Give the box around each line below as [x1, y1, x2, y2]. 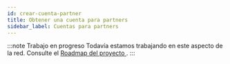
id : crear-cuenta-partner [7, 10, 82, 17]
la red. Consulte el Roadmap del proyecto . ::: [7, 49, 135, 57]
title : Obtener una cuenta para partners [7, 17, 128, 23]
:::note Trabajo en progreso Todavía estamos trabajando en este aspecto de [7, 42, 223, 50]
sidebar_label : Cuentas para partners [7, 23, 119, 30]
